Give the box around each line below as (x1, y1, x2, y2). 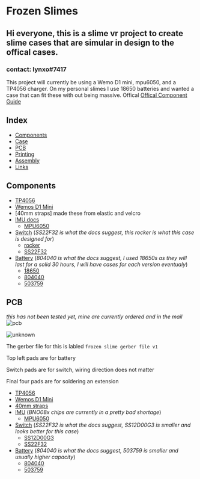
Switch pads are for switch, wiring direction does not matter (6, 366, 154, 374)
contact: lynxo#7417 (6, 65, 67, 73)
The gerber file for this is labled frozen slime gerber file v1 (6, 343, 158, 350)
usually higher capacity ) (14, 453, 76, 461)
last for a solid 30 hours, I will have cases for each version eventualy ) (14, 261, 188, 268)
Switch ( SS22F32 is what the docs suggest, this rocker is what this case (14, 229, 195, 236)
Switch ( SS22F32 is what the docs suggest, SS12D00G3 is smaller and (14, 421, 191, 428)
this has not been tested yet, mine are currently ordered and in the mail (6, 313, 183, 320)
